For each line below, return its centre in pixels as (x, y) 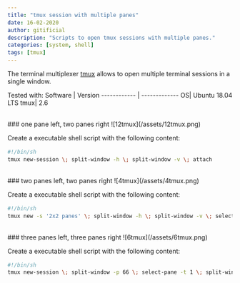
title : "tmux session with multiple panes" (73, 15)
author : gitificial (36, 30)
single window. (29, 81)
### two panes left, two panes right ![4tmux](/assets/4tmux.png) (104, 180)
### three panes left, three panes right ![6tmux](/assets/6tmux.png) (108, 237)
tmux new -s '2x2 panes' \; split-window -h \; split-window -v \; (110, 216)
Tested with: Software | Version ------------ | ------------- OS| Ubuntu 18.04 (120, 95)
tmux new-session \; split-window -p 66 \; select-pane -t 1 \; (105, 272)
